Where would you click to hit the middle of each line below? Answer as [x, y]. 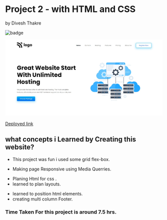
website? [20, 147]
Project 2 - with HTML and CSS [70, 9]
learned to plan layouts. [36, 184]
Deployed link [19, 123]
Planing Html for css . [34, 178]
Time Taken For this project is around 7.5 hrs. [61, 212]
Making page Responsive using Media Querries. [62, 169]
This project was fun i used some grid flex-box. [61, 159]
